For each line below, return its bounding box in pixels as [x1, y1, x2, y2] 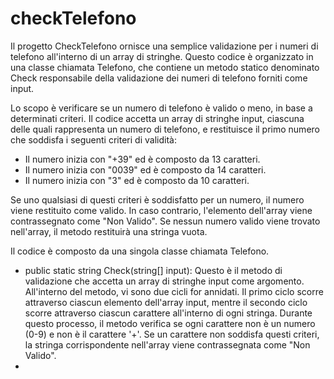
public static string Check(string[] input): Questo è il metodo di [24, 264, 283, 276]
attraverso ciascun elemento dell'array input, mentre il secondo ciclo [24, 296, 308, 308]
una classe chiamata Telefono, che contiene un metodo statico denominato [10, 61, 320, 73]
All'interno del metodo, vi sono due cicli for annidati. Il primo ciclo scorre [24, 285, 324, 297]
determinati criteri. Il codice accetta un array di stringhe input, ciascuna [10, 112, 305, 124]
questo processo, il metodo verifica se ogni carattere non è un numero [24, 317, 316, 329]
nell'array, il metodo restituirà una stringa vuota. [10, 225, 208, 237]
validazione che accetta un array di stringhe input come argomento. [24, 275, 305, 287]
